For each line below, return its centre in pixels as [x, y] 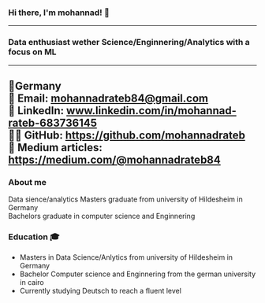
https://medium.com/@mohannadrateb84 [114, 159]
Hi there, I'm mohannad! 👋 [59, 13]
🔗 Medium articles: [55, 148]
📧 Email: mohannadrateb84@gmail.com [108, 98]
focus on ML [32, 52]
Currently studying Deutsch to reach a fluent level [100, 290]
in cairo [32, 282]
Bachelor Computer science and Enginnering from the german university [138, 274]
